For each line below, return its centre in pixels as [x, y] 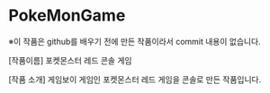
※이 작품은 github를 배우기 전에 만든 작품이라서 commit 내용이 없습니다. [135, 41]
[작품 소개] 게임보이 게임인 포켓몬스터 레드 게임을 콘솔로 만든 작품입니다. [135, 79]
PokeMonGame [67, 16]
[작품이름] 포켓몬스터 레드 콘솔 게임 [70, 60]
